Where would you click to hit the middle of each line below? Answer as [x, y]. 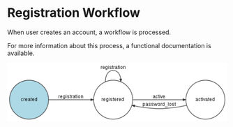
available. [21, 53]
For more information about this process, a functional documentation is [109, 45]
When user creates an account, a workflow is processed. [89, 32]
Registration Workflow [74, 13]
